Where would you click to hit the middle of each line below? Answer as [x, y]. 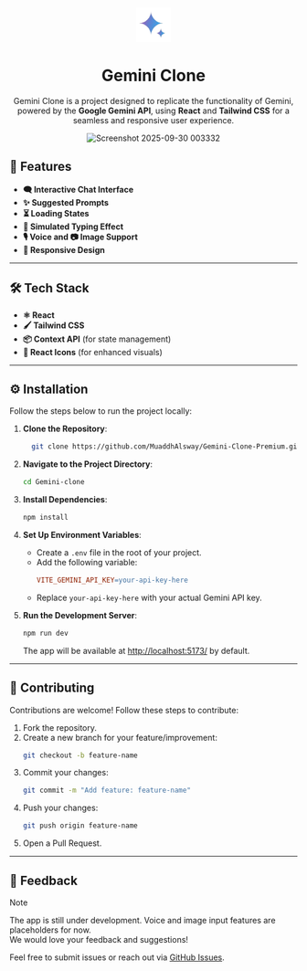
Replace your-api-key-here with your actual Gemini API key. [149, 597]
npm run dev [45, 633]
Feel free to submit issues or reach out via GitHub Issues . [117, 957]
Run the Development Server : [80, 615]
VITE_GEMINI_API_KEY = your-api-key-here [112, 580]
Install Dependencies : [65, 500]
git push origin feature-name [80, 826]
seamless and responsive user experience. [153, 120]
